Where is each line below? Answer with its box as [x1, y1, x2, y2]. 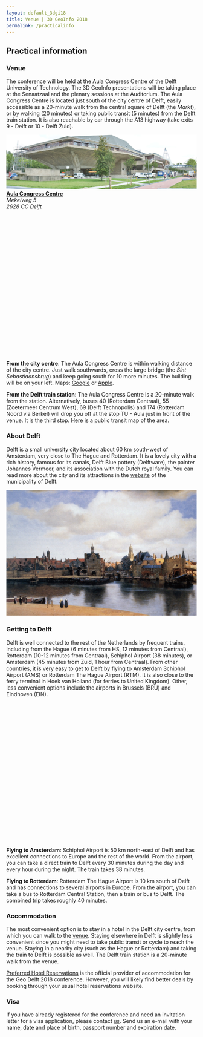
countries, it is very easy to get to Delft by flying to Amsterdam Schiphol [6, 665, 185, 672]
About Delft [6, 432, 41, 440]
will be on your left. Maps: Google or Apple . [6, 379, 114, 387]
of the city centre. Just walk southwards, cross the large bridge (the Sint [6, 366, 187, 374]
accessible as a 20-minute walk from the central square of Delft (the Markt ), [6, 104, 196, 111]
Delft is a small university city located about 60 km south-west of [6, 446, 169, 453]
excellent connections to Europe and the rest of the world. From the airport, [6, 852, 195, 860]
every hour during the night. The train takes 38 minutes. [6, 866, 146, 873]
